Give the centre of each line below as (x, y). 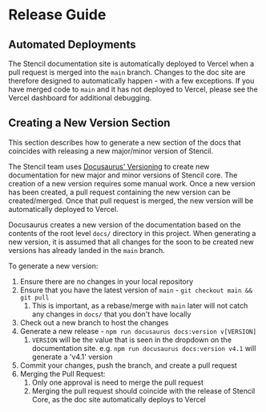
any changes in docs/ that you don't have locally (111, 314)
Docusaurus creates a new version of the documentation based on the (125, 224)
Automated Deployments (72, 45)
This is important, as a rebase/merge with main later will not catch (140, 305)
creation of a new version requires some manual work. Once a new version (132, 183)
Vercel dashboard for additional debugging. (80, 98)
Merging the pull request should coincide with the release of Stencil (143, 390)
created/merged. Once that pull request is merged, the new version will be (131, 200)
